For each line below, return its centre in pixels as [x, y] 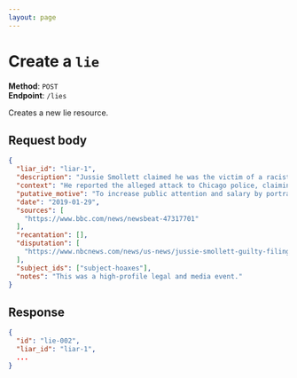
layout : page [32, 17]
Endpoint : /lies [38, 95]
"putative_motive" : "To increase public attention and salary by [140, 193]
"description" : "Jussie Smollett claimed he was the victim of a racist [153, 177]
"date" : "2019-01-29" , [58, 202]
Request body [48, 140]
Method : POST [33, 86]
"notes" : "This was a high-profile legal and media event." [129, 276]
